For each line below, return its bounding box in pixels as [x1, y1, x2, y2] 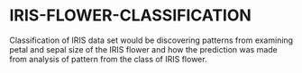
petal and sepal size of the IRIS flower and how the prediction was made [9, 44, 278, 54]
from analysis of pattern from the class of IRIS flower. [9, 53, 207, 64]
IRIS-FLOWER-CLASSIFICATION [9, 5, 252, 26]
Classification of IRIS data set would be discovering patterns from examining [9, 35, 294, 45]
